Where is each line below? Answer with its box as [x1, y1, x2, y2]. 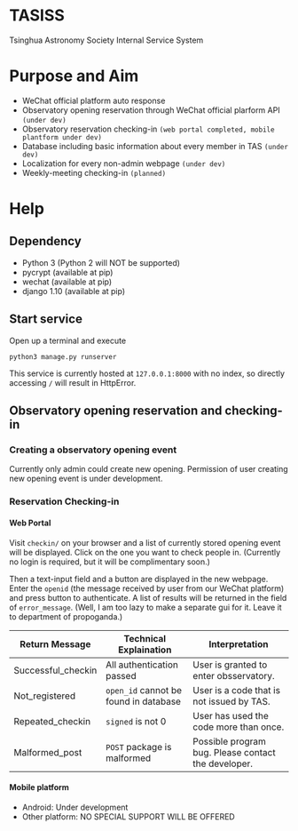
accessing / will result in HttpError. [9, 377, 137, 388]
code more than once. [192, 721, 285, 733]
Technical [123, 632, 167, 644]
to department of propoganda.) [9, 611, 123, 622]
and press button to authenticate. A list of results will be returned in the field [9, 592, 287, 603]
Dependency [9, 234, 82, 249]
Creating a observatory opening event [9, 443, 177, 456]
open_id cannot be [105, 683, 182, 696]
